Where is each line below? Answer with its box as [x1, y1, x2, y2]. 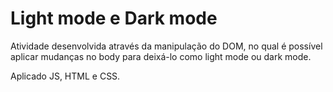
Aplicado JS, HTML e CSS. [10, 70, 121, 82]
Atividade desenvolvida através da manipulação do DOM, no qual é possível [10, 40, 323, 52]
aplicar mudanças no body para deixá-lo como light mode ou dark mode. [10, 50, 312, 62]
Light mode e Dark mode [10, 7, 218, 30]
